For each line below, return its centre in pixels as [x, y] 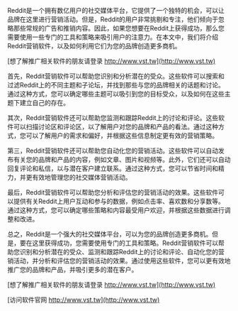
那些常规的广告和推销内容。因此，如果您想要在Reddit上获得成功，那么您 [119, 28]
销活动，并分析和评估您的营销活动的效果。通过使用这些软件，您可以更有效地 [119, 261]
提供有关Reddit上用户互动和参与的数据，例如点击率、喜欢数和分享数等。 [119, 201]
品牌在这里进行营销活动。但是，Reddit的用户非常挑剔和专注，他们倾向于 [113, 19]
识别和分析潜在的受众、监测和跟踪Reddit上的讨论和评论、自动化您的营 [122, 252]
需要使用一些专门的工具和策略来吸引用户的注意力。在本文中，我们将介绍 [113, 37]
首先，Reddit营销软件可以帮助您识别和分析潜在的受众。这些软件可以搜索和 [116, 76]
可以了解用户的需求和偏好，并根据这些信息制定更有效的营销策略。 [122, 136]
